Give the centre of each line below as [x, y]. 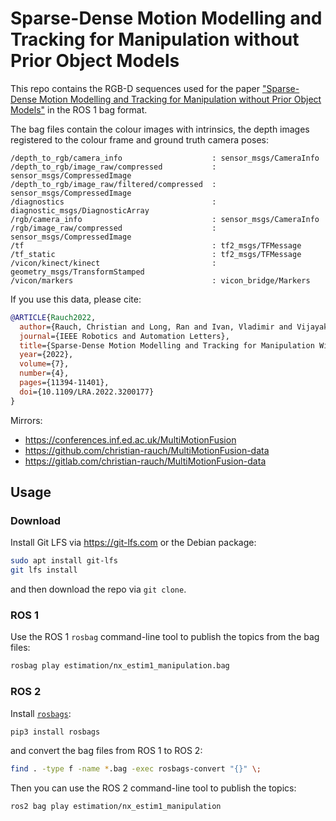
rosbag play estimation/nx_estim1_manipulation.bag [120, 666]
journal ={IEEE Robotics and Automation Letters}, [124, 336]
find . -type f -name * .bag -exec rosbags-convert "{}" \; [136, 769]
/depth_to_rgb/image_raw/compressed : [113, 167]
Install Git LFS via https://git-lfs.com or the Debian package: [133, 543]
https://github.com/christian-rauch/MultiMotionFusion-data [147, 450]
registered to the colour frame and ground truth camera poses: [140, 139]
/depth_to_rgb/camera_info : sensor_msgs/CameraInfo [165, 158]
